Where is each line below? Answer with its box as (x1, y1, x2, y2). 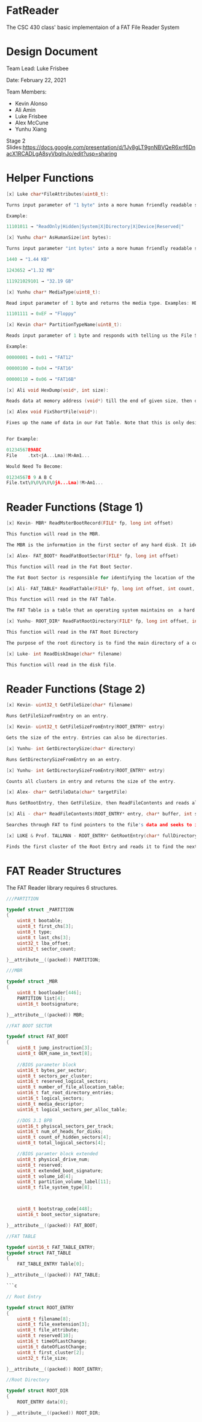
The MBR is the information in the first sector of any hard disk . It (6, 542, 187, 548)
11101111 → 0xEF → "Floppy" (6, 311, 77, 317)
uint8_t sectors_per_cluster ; (17, 1073, 93, 1079)
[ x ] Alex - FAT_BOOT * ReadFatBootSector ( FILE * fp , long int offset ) (6, 553, 179, 559)
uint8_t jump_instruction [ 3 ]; (17, 1045, 93, 1051)
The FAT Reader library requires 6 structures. (6, 884, 118, 891)
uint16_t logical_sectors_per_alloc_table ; (17, 1106, 128, 1112)
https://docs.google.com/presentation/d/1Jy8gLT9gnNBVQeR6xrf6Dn (22, 143, 196, 151)
